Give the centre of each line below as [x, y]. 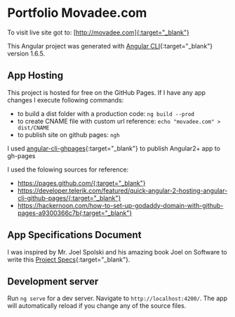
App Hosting [35, 76]
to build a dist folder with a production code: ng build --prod [106, 113]
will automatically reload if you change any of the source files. [97, 306]
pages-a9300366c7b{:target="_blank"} [75, 213]
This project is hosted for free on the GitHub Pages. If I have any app [106, 92]
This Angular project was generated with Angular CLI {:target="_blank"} [110, 46]
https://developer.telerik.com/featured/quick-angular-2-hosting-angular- [122, 190]
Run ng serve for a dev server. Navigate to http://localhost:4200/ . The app [117, 298]
